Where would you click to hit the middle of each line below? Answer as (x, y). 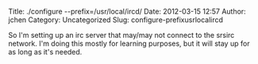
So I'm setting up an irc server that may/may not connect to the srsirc (121, 35)
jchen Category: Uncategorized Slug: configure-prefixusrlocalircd (116, 20)
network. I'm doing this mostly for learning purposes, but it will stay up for (129, 43)
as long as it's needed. (45, 52)
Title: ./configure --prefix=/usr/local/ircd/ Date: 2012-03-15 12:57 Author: (127, 11)
